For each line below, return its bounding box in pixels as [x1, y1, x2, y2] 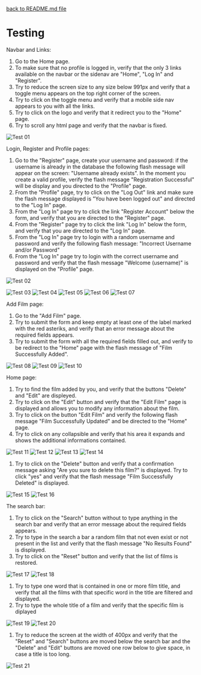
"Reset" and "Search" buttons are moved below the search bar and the [14, 638, 191, 645]
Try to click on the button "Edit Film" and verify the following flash [14, 411, 178, 418]
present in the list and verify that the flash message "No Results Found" [14, 540, 192, 547]
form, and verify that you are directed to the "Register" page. [14, 214, 166, 222]
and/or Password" [14, 246, 60, 254]
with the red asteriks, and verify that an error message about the [14, 325, 175, 332]
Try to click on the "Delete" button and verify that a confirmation [14, 460, 174, 467]
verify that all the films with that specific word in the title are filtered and [14, 588, 193, 596]
